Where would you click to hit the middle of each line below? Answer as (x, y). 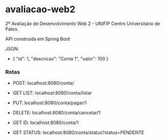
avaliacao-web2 (40, 9)
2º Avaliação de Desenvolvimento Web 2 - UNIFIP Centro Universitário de (83, 24)
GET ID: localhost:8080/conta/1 (46, 123)
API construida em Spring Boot (38, 39)
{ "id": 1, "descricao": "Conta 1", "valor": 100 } (61, 59)
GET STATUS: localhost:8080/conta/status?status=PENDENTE (78, 133)
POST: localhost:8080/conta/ (43, 83)
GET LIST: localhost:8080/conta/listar (52, 93)
